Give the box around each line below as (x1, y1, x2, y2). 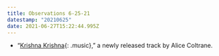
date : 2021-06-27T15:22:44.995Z (7, 23, 99, 29)
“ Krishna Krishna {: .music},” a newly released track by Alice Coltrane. (16, 42, 214, 50)
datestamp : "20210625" (7, 16, 72, 23)
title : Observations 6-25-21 (7, 10, 90, 17)
